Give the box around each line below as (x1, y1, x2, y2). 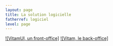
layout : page (5, 7, 33, 13)
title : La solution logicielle (5, 12, 71, 17)
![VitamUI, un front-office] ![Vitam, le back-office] (5, 35, 109, 41)
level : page (5, 21, 30, 27)
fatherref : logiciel (5, 17, 49, 22)
